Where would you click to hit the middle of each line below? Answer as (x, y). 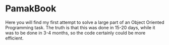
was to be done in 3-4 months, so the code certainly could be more (75, 33)
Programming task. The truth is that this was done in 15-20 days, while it (80, 27)
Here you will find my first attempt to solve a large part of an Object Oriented (85, 22)
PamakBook (31, 9)
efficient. (14, 38)
